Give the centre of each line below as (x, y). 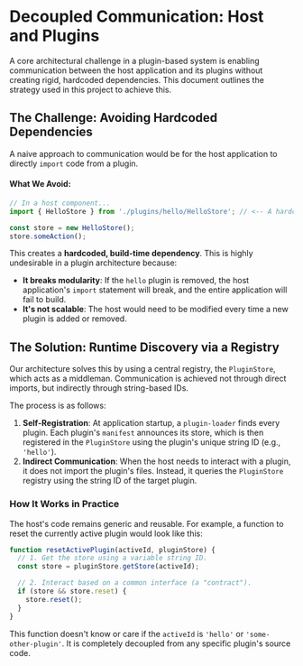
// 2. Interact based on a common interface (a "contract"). (135, 583)
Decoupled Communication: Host (137, 17)
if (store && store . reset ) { (72, 592)
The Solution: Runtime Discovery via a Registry (144, 347)
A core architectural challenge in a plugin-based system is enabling (134, 60)
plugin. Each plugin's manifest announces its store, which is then (143, 433)
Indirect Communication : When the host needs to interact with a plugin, (156, 461)
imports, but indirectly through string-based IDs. (99, 388)
